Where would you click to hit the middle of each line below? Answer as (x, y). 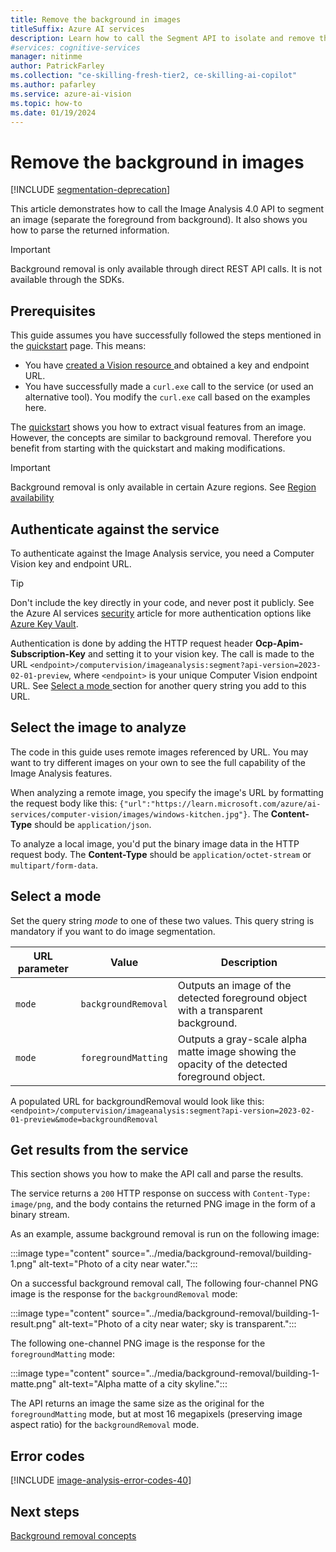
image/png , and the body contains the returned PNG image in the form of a (163, 1204)
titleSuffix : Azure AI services (77, 29)
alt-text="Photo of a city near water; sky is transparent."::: (177, 1324)
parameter (43, 968)
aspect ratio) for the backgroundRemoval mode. (105, 1425)
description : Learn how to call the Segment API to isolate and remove (162, 38)
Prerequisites (53, 311)
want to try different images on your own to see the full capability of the (158, 762)
